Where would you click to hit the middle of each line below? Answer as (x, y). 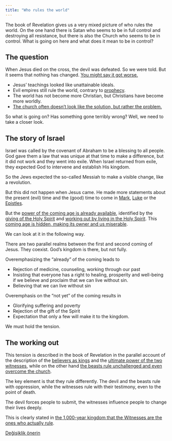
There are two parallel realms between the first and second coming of (79, 244)
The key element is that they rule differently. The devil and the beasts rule (83, 381)
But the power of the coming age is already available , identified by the (79, 213)
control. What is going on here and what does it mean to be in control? (79, 41)
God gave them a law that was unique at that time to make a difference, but (84, 156)
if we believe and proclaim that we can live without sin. (70, 280)
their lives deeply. (24, 408)
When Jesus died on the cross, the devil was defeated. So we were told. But (86, 69)
